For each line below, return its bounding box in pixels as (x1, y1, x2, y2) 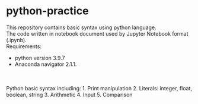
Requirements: (6, 43, 41, 50)
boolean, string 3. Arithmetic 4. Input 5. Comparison (6, 91, 133, 98)
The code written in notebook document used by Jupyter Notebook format (6, 30, 189, 37)
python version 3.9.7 (14, 54, 65, 61)
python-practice (6, 4, 89, 18)
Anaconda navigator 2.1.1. (14, 61, 77, 68)
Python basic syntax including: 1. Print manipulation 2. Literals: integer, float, (6, 84, 193, 92)
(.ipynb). (6, 36, 27, 43)
